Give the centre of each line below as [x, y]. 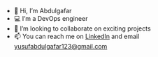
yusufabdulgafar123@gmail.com [60, 46]
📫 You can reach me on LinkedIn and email [77, 36]
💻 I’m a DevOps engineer [51, 18]
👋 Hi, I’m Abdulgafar [43, 11]
